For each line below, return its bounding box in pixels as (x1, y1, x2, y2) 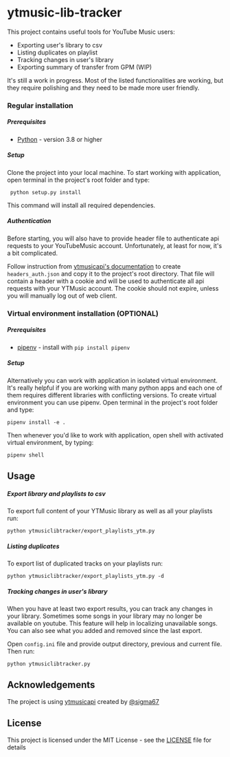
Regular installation (7, 101, 73, 110)
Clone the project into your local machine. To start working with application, (7, 168, 221, 176)
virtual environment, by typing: (7, 438, 94, 446)
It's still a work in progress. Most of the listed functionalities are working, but (7, 76, 224, 84)
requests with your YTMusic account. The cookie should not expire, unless (7, 284, 219, 292)
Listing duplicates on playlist (16, 48, 98, 56)
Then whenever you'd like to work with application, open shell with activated (7, 431, 224, 439)
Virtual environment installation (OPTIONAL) (7, 309, 159, 318)
